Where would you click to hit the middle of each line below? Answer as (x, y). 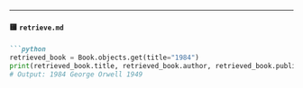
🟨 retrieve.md (37, 27)
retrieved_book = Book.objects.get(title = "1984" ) (105, 58)
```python (28, 49)
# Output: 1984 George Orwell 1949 (76, 74)
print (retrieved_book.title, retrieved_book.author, (110, 66)
